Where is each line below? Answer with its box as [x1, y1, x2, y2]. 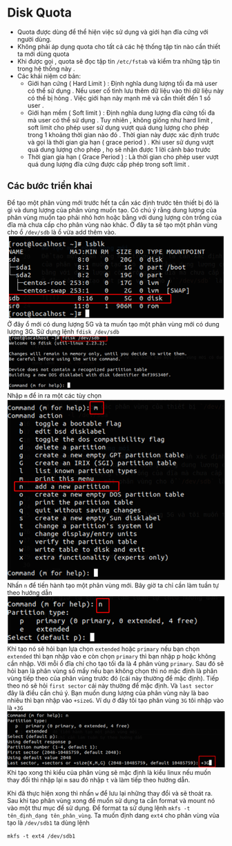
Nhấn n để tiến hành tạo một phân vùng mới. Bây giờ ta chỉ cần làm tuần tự [7, 581, 220, 589]
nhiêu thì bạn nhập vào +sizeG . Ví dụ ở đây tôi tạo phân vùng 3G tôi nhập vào [7, 696, 224, 704]
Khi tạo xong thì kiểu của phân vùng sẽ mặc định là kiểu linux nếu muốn [7, 769, 211, 777]
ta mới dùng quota [17, 50, 70, 58]
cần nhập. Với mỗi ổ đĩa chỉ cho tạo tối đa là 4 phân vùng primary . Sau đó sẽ [7, 659, 224, 668]
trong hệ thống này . [17, 64, 75, 73]
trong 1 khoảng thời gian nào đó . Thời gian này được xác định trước [27, 130, 220, 139]
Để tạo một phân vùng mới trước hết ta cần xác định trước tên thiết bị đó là [7, 199, 220, 207]
